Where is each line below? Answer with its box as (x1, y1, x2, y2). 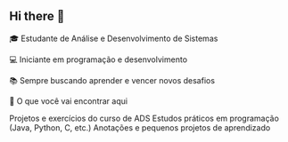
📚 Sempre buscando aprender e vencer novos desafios (9, 75, 216, 85)
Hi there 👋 (9, 9, 65, 24)
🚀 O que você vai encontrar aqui (9, 95, 128, 106)
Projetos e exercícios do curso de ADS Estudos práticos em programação (9, 113, 279, 123)
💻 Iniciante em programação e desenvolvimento (9, 54, 188, 65)
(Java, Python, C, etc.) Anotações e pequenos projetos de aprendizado (9, 122, 271, 133)
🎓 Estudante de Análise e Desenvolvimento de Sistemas (9, 33, 218, 43)
